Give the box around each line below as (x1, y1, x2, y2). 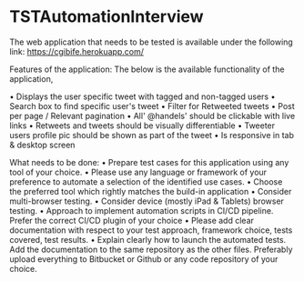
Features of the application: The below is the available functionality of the (9, 64, 285, 75)
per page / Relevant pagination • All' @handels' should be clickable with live (9, 110, 296, 121)
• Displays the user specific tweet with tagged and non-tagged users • (9, 91, 276, 102)
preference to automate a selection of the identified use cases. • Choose (9, 176, 283, 187)
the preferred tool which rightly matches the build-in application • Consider (9, 186, 292, 196)
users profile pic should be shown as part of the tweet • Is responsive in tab (9, 129, 294, 140)
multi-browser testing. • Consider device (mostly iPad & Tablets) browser (9, 196, 285, 206)
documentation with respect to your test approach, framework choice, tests (9, 225, 293, 236)
